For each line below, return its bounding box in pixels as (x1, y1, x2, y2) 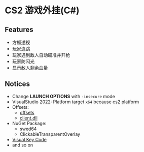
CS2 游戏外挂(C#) (5, 5, 80, 16)
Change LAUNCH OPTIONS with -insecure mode (12, 93, 115, 99)
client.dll (19, 115, 38, 121)
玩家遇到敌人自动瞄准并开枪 (12, 52, 70, 58)
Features (5, 25, 33, 34)
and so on (12, 142, 33, 148)
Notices (5, 80, 30, 88)
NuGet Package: (12, 120, 47, 126)
